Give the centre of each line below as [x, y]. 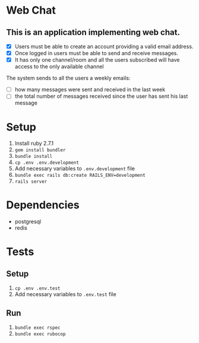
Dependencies [43, 205]
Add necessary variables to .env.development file [75, 169]
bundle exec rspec [37, 328]
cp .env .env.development [47, 163]
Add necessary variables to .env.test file [66, 294]
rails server [31, 182]
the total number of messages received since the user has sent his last [101, 96]
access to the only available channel [59, 66]
